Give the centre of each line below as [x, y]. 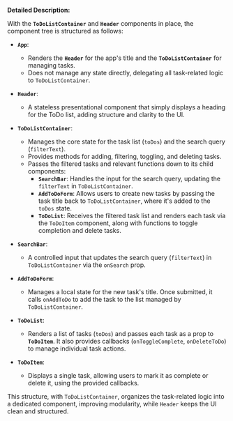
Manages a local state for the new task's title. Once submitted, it [120, 292]
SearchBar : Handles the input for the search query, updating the [129, 178]
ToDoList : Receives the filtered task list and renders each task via [132, 216]
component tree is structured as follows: [65, 31]
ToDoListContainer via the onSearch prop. [87, 265]
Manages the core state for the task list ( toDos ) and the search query [126, 141]
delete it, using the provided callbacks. [83, 383]
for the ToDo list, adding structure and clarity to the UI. [106, 115]
